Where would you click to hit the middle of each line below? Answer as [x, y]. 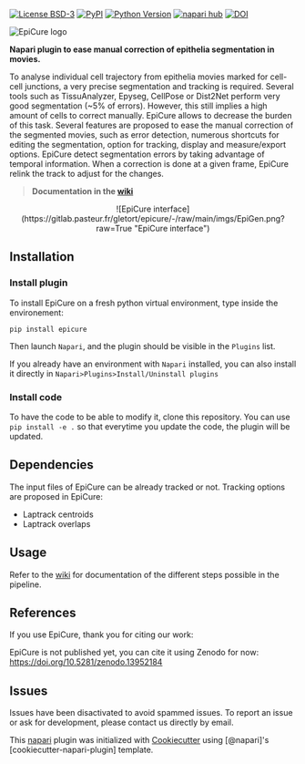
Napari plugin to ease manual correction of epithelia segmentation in [142, 49]
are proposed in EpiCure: [56, 496]
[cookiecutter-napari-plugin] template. [81, 750]
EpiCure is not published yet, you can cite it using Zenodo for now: [134, 653]
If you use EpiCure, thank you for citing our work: [102, 635]
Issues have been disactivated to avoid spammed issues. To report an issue [151, 713]
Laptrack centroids [58, 514]
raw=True [114, 228]
